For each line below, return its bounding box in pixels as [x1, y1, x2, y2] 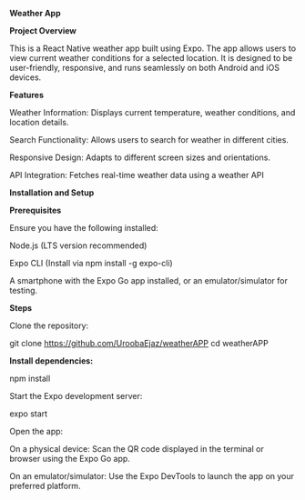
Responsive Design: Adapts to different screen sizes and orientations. [9, 152, 271, 163]
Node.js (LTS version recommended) [9, 240, 147, 251]
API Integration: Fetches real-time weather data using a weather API [9, 170, 264, 180]
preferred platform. [9, 481, 81, 491]
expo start [9, 408, 48, 419]
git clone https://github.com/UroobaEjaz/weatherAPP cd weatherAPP [9, 338, 269, 348]
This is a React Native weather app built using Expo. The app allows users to [9, 43, 297, 54]
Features [9, 90, 44, 100]
